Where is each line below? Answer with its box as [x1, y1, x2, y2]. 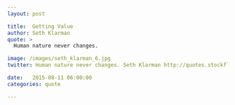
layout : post [7, 10, 45, 17]
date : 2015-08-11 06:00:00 [7, 74, 92, 81]
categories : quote [7, 80, 61, 87]
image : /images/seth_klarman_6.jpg [7, 55, 111, 62]
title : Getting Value [7, 22, 73, 30]
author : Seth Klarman [7, 29, 71, 36]
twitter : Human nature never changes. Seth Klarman [7, 62, 161, 69]
